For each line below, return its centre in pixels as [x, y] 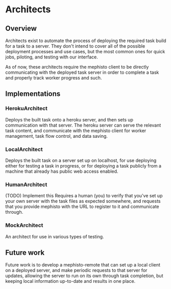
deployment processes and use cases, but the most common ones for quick [85, 51]
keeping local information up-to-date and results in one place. [70, 281]
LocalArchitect [24, 149]
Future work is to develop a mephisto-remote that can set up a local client [83, 265]
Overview [21, 28]
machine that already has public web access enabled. [62, 171]
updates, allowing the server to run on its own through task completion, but [84, 276]
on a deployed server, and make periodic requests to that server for [76, 271]
